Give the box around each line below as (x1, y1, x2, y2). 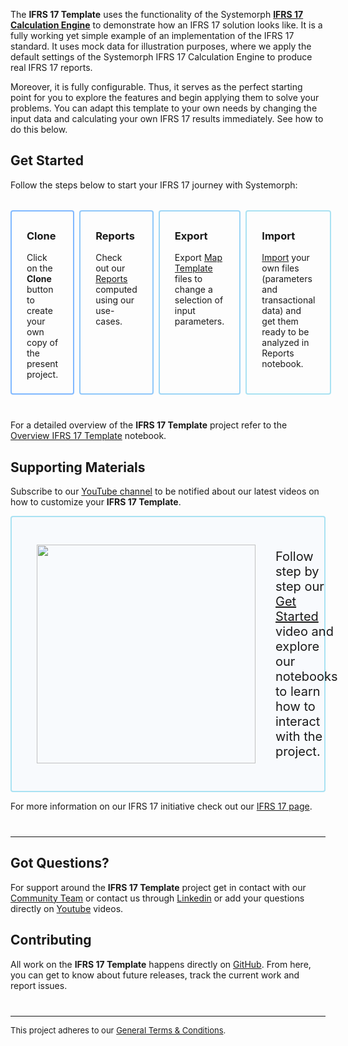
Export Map (174, 252, 223, 264)
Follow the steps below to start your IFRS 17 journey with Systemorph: (10, 179, 298, 191)
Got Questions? (10, 855, 110, 872)
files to (174, 273, 203, 285)
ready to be (261, 326, 310, 338)
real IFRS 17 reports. (10, 62, 93, 73)
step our (275, 578, 325, 594)
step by (275, 563, 320, 579)
